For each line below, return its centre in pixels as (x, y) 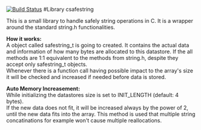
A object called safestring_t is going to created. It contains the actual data (98, 45)
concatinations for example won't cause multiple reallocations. (84, 120)
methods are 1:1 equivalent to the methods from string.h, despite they (92, 58)
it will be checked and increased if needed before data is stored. (86, 77)
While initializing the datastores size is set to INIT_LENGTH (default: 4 (93, 95)
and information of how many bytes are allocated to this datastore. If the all (100, 52)
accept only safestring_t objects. (47, 64)
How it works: (24, 39)
